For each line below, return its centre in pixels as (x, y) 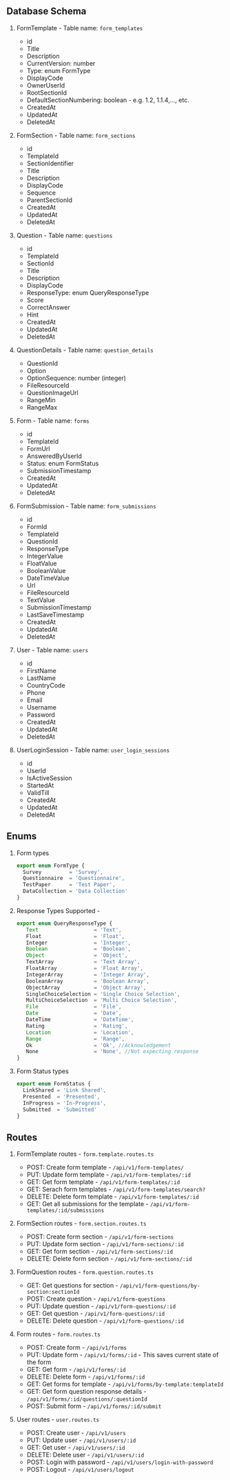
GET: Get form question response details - (86, 1392)
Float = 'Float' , (75, 936)
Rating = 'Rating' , (77, 1026)
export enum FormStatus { (53, 1084)
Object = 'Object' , (77, 956)
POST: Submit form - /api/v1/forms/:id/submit (94, 1406)
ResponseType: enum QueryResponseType (88, 292)
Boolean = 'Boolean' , (79, 949)
